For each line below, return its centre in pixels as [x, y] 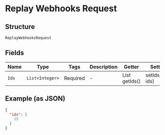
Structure [20, 27]
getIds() [131, 81]
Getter [132, 67]
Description [104, 67]
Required [74, 78]
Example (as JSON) [35, 99]
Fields [15, 53]
